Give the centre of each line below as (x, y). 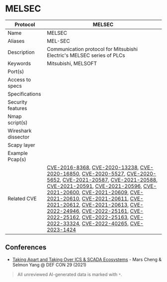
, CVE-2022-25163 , (104, 217)
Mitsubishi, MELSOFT (72, 63)
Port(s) (16, 71)
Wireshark (20, 131)
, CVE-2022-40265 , (104, 223)
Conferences (26, 247)
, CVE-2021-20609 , (104, 192)
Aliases (16, 41)
